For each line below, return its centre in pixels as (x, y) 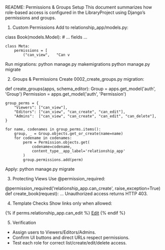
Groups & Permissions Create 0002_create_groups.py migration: (78, 79)
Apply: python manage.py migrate (40, 169)
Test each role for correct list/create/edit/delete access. (70, 243)
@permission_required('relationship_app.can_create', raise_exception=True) (83, 188)
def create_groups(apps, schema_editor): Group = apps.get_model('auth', (81, 89)
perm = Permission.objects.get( (57, 142)
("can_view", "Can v (46, 55)
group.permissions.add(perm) (53, 160)
